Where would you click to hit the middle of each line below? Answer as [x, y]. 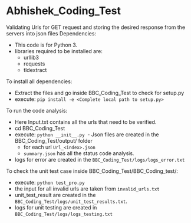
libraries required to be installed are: [59, 51]
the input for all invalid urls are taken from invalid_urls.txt [87, 188]
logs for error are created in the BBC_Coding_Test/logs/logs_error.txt [100, 159]
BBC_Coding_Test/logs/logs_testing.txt [64, 214]
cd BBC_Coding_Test [40, 128]
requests [34, 64]
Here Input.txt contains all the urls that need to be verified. [85, 122]
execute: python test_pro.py [50, 182]
